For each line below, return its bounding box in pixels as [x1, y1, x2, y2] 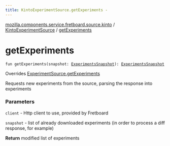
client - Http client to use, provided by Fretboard [5, 110, 109, 116]
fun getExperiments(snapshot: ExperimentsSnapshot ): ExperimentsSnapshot [5, 62, 165, 67]
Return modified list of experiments [5, 135, 80, 141]
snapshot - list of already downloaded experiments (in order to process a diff [5, 120, 165, 126]
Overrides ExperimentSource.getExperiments [5, 70, 100, 76]
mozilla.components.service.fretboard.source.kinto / [5, 21, 115, 27]
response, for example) [5, 125, 54, 131]
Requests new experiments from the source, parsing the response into [5, 80, 153, 86]
